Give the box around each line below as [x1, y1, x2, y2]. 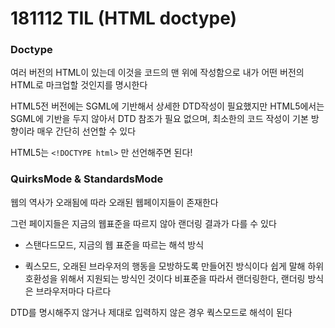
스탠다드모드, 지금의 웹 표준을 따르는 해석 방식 [24, 238, 205, 251]
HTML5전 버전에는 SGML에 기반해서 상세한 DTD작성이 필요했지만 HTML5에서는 [10, 100, 325, 112]
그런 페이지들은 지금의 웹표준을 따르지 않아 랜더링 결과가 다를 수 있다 [10, 217, 277, 229]
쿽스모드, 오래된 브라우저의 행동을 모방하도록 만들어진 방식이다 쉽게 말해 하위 [24, 260, 325, 272]
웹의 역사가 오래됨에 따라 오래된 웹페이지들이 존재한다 [10, 196, 219, 208]
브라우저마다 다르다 [35, 285, 112, 297]
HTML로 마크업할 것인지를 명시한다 [10, 79, 148, 91]
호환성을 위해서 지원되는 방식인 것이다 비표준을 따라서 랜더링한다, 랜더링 [24, 272, 306, 284]
